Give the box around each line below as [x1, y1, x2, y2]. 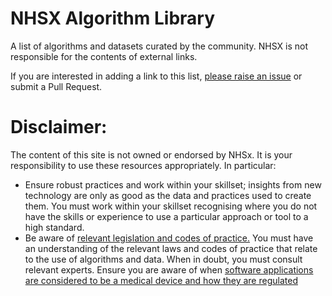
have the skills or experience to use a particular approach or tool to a [24, 210, 309, 222]
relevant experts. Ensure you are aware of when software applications [24, 263, 314, 276]
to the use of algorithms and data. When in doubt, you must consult [24, 253, 303, 265]
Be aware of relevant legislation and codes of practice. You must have [24, 232, 314, 244]
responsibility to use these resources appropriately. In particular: [10, 159, 277, 171]
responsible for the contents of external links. [10, 50, 198, 62]
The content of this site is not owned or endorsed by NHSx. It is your [10, 148, 293, 161]
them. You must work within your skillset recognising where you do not [24, 200, 318, 212]
